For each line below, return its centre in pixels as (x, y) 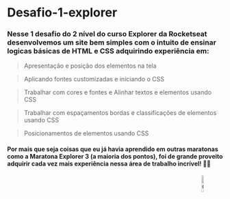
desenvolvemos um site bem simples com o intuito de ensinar (112, 42)
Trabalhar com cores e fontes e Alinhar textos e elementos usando (118, 92)
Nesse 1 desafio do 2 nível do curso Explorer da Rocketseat (107, 34)
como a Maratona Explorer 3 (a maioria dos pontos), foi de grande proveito (115, 157)
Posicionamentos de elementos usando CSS (86, 133)
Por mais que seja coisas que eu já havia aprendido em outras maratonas (113, 149)
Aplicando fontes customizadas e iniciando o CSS (94, 79)
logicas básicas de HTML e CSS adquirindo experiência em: (108, 51)
